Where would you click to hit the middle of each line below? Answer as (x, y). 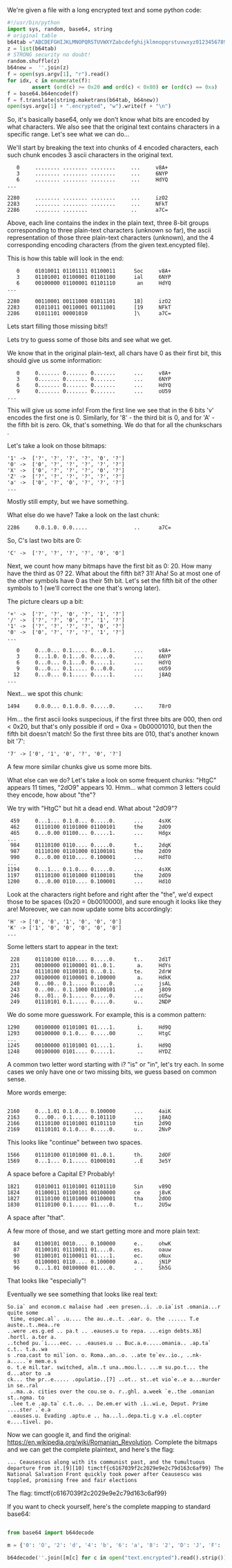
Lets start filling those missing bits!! (58, 326)
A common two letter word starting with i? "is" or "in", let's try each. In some (116, 1065)
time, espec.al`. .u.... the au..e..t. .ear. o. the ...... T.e (104, 1319)
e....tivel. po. (30, 1422)
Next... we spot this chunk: (45, 694)
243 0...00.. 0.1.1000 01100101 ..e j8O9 (90, 990)
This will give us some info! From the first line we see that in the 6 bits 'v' (110, 411)
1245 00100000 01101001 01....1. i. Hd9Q (89, 1046)
